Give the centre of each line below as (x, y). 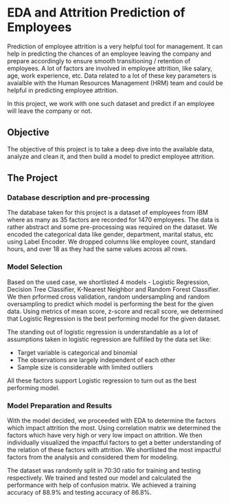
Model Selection (35, 267)
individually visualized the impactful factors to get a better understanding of (114, 442)
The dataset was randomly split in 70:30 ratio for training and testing (104, 471)
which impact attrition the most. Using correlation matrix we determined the (114, 428)
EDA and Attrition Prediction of (96, 13)
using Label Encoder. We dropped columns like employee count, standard (112, 242)
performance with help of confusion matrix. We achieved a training (102, 485)
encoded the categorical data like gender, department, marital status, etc (111, 235)
